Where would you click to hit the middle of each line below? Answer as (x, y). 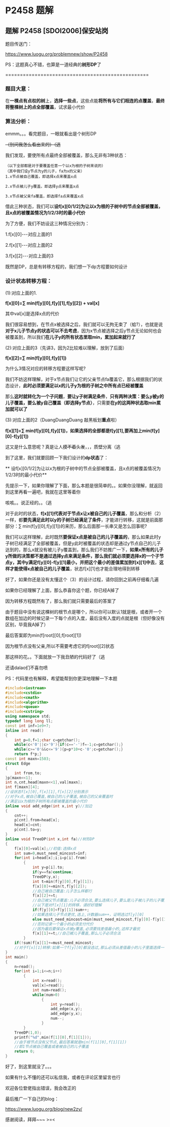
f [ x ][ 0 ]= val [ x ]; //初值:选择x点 (46, 848)
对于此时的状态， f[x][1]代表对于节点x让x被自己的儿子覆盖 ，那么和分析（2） (84, 513)
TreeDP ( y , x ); (46, 877)
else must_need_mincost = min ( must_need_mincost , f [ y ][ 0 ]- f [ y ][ (98, 919)
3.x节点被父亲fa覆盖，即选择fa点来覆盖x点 (45, 196)
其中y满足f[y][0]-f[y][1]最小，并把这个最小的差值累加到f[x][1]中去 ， (88, 562)
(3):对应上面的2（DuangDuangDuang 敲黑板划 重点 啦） (62, 420)
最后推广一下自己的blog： (32, 1099)
